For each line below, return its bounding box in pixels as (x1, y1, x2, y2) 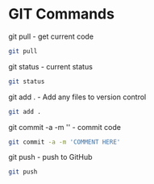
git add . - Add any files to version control (8, 92, 147, 102)
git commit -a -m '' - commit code (8, 122, 121, 132)
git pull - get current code (8, 31, 94, 41)
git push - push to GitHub (8, 153, 93, 162)
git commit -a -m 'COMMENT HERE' (8, 138, 121, 146)
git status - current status (8, 61, 93, 71)
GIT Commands (8, 5, 115, 23)
